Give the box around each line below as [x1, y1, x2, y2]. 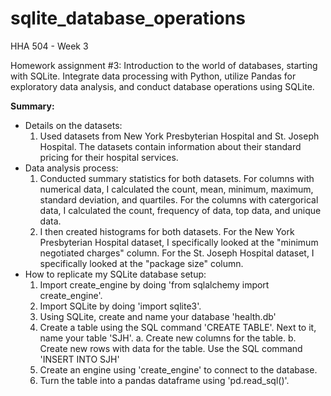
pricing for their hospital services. [39, 151, 179, 163]
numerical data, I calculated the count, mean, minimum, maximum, [39, 183, 314, 195]
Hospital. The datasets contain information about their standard [39, 140, 302, 152]
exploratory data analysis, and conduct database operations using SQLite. [10, 80, 315, 92]
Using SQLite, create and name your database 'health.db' [39, 310, 277, 322]
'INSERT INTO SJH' [39, 353, 120, 365]
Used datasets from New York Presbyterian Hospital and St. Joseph [39, 130, 320, 142]
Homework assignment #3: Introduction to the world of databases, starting [10, 59, 318, 71]
